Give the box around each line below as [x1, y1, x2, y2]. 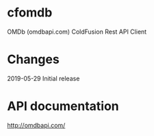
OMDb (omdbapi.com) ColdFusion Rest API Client [7, 27, 147, 36]
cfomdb [7, 5, 53, 21]
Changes [7, 52, 60, 67]
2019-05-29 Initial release [7, 74, 80, 82]
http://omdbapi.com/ [7, 121, 66, 129]
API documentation [7, 98, 120, 114]
